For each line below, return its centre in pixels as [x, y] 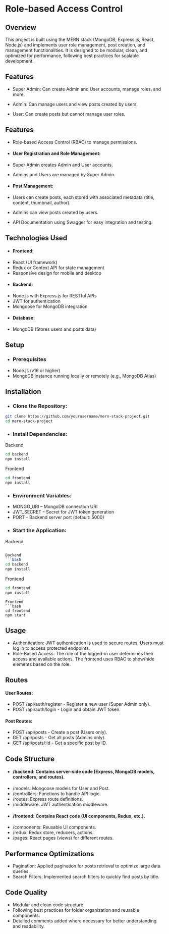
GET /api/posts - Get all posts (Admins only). [59, 738]
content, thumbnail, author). [41, 203]
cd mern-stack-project [29, 421]
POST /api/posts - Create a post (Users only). [60, 732]
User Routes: [19, 693]
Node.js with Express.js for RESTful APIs [54, 295]
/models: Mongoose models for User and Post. [61, 788]
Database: [24, 318]
